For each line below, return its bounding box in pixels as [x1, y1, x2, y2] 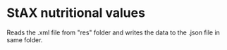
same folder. [6, 35, 43, 44]
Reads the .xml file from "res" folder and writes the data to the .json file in [6, 28, 220, 37]
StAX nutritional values [6, 5, 146, 21]
